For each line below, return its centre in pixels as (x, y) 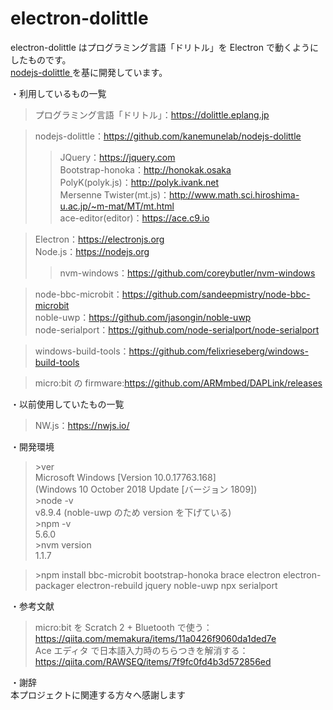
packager (54, 585)
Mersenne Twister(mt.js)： (114, 194)
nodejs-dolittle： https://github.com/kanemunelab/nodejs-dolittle (168, 136)
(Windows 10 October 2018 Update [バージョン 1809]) (146, 489)
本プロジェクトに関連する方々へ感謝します (98, 694)
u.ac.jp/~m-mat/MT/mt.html (117, 206)
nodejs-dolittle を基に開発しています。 (89, 72)
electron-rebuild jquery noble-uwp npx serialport (177, 585)
